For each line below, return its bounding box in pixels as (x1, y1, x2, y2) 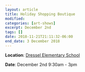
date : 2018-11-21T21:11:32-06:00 (5, 35, 73, 39)
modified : (5, 16, 25, 21)
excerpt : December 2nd (5, 25, 51, 30)
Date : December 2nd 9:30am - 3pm (5, 61, 77, 67)
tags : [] (5, 30, 23, 35)
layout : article (5, 7, 38, 12)
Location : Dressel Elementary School (5, 52, 80, 58)
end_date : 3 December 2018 (5, 39, 60, 44)
